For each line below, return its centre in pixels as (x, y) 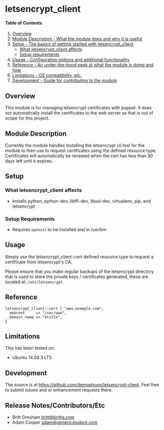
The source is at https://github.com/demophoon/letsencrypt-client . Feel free (82, 385)
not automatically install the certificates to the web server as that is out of (79, 113)
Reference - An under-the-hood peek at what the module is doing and (83, 65)
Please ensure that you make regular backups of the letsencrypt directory (80, 271)
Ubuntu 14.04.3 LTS (32, 358)
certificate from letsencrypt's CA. (39, 262)
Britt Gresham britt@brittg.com (43, 417)
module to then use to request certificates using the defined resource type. (81, 151)
